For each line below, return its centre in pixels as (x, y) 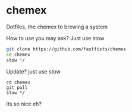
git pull (17, 87)
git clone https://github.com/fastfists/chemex (66, 49)
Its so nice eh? (24, 104)
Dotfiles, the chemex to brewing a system (57, 27)
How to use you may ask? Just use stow (55, 38)
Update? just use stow (33, 71)
